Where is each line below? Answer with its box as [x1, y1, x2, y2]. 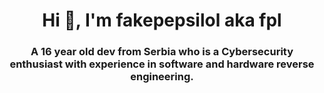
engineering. [130, 70, 194, 84]
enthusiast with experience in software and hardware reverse [9, 57, 315, 71]
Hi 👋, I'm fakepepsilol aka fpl [42, 9, 282, 32]
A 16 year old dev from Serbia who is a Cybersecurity [30, 45, 294, 59]
